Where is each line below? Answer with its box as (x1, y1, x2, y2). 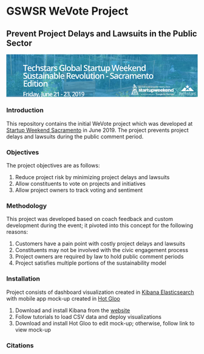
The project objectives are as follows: (6, 162, 100, 169)
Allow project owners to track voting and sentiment (15, 186, 143, 194)
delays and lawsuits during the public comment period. (6, 132, 144, 140)
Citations (6, 341, 34, 350)
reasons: (6, 228, 29, 236)
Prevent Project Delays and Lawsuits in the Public (6, 29, 197, 39)
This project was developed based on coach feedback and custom (6, 216, 174, 223)
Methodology (6, 202, 47, 210)
